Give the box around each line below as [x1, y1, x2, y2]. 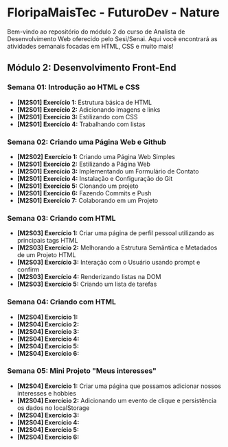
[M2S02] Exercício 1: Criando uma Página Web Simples [16, 152, 175, 160]
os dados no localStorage [16, 403, 90, 412]
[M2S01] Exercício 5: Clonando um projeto [16, 182, 139, 190]
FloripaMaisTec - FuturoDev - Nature [7, 5, 220, 21]
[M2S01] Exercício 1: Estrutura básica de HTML [16, 98, 152, 106]
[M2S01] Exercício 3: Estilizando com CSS [16, 112, 138, 121]
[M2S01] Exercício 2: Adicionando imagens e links [16, 105, 161, 114]
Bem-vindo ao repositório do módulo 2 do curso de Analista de [7, 27, 185, 36]
